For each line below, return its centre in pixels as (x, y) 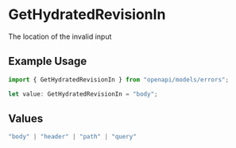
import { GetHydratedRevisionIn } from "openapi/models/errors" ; (118, 80)
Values (26, 118)
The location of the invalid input (60, 36)
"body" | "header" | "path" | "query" (72, 137)
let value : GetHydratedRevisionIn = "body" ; (83, 94)
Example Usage (48, 61)
